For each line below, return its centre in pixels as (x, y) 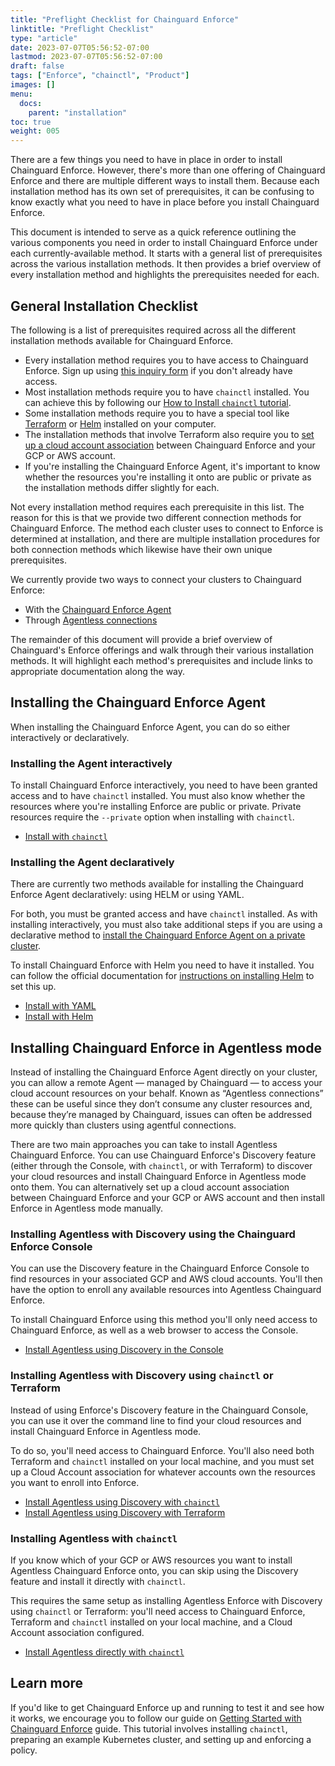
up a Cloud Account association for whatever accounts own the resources (163, 1472)
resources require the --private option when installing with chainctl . (152, 817)
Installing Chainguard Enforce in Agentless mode (166, 1047)
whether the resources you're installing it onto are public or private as (168, 477)
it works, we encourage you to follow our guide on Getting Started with (156, 1718)
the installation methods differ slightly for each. (122, 487)
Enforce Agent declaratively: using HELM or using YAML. (127, 895)
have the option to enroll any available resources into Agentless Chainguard (166, 1290)
